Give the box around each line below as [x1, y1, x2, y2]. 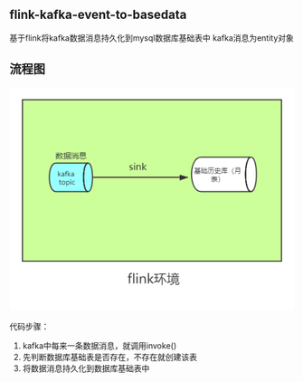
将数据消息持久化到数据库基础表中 [22, 362, 150, 374]
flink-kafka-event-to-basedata [9, 7, 187, 23]
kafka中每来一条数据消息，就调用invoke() [22, 339, 177, 351]
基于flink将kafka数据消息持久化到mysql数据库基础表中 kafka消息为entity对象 [9, 32, 294, 43]
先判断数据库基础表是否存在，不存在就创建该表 [22, 351, 197, 362]
